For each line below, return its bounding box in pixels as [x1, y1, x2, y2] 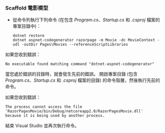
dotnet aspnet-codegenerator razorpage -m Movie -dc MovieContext [12, 38, 155, 43]
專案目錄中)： [12, 23, 41, 29]
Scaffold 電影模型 [5, 4, 49, 11]
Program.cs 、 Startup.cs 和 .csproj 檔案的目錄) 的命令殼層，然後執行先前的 [5, 77, 160, 84]
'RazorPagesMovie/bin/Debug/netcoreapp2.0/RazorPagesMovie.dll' [5, 109, 143, 114]
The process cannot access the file [5, 104, 82, 109]
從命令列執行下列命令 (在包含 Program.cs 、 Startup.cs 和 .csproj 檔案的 [12, 17, 160, 23]
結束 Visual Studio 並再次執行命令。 [5, 122, 79, 129]
